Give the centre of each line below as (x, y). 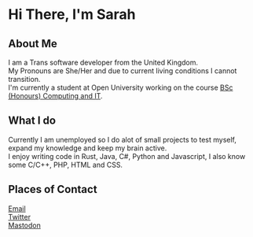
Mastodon (24, 225)
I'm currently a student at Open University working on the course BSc (121, 87)
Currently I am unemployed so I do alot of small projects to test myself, (123, 139)
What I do (32, 121)
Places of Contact (53, 189)
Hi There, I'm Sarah (72, 15)
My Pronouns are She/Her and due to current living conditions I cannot (123, 71)
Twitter (20, 217)
